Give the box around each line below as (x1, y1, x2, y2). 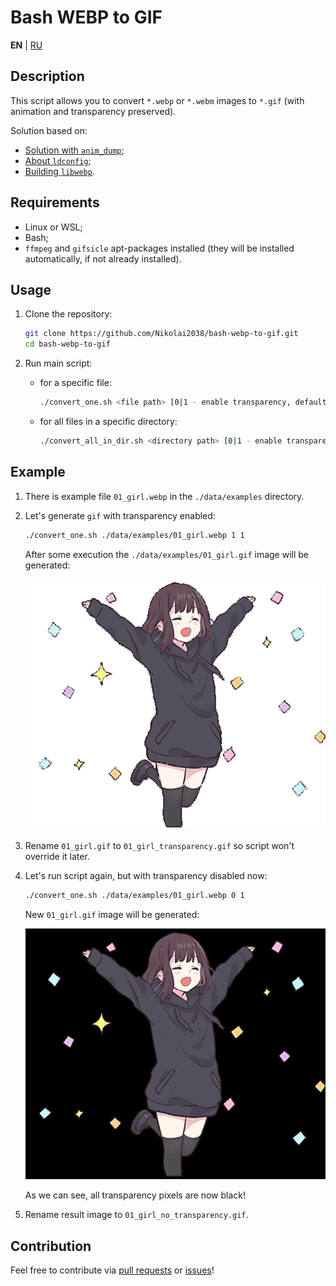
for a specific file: (39, 377, 112, 389)
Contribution (10, 1237, 92, 1255)
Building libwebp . (24, 165, 95, 177)
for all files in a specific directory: (39, 416, 178, 427)
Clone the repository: (24, 308, 113, 320)
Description (10, 68, 85, 85)
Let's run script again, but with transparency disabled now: (24, 869, 268, 881)
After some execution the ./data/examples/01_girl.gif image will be (24, 548, 310, 560)
